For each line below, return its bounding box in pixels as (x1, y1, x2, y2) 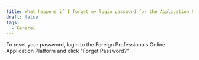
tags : (6, 19, 20, 25)
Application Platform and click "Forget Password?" (6, 48, 129, 55)
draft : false (6, 14, 38, 20)
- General (11, 25, 36, 31)
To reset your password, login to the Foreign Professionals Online (6, 41, 166, 48)
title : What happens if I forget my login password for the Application (6, 8, 190, 15)
